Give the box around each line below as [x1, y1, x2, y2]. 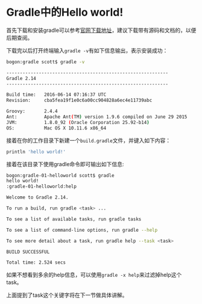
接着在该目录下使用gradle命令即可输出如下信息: [6, 160, 124, 167]
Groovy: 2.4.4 [6, 108, 58, 114]
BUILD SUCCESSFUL [6, 249, 50, 255]
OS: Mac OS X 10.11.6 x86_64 [6, 125, 107, 131]
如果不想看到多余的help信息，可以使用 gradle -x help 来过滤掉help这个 [6, 271, 182, 279]
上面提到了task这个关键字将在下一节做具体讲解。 [6, 291, 128, 299]
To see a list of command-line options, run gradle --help [6, 227, 158, 233]
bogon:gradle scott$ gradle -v [6, 58, 85, 65]
